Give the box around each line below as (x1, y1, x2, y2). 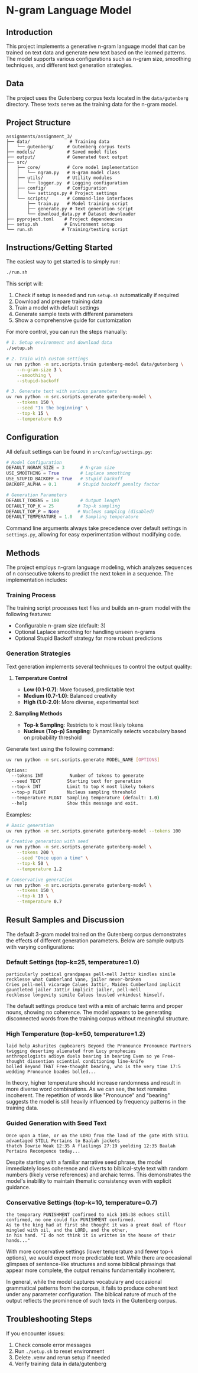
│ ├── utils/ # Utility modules (6, 175, 112, 181)
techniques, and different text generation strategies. (6, 61, 133, 69)
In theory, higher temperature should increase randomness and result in (6, 1079, 181, 1086)
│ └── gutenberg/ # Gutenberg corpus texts (6, 144, 131, 149)
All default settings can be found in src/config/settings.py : (6, 448, 152, 455)
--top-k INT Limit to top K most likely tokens (11, 784, 155, 790)
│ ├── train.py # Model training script (6, 200, 128, 207)
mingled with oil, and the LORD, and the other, (6, 1227, 128, 1234)
